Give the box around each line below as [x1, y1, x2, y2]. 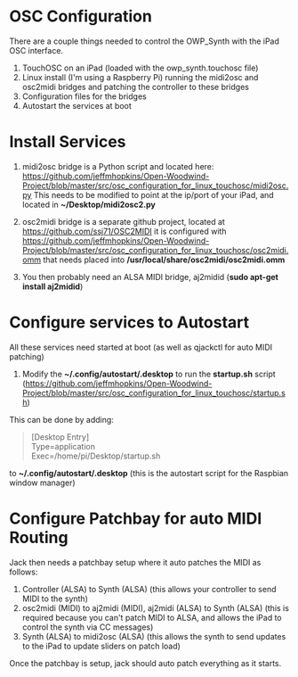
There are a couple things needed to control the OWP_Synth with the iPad [9, 36, 280, 46]
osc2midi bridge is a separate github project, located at [21, 216, 225, 227]
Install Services [9, 132, 126, 153]
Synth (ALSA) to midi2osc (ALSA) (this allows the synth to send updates [21, 631, 286, 641]
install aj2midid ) [21, 281, 84, 292]
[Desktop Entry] [30, 431, 90, 442]
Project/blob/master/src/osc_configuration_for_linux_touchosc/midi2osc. [21, 180, 289, 191]
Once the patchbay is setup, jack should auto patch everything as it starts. [9, 657, 282, 668]
